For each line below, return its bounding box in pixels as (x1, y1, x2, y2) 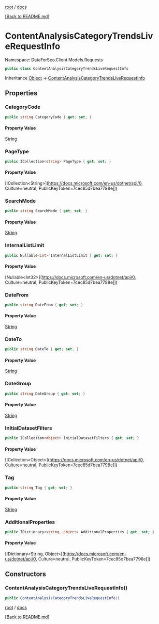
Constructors (5, 570, 46, 578)
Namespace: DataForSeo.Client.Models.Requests (5, 57, 103, 63)
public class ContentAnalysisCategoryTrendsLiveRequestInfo (5, 66, 129, 71)
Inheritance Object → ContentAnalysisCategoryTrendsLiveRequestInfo (5, 75, 145, 81)
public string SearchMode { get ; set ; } (5, 209, 88, 213)
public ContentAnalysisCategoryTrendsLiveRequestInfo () (5, 595, 120, 601)
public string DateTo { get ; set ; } (5, 347, 79, 352)
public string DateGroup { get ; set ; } (5, 391, 86, 396)
